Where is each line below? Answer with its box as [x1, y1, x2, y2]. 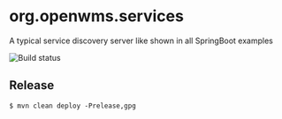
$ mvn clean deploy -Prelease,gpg [9, 101, 137, 110]
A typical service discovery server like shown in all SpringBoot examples [9, 35, 274, 46]
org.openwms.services [9, 6, 184, 26]
